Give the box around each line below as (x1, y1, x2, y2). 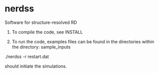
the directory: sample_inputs (11, 44, 71, 50)
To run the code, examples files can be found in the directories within (11, 38, 155, 45)
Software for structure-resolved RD (4, 19, 77, 25)
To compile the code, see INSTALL (11, 29, 83, 35)
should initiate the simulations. (4, 63, 67, 69)
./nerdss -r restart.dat (4, 53, 49, 60)
